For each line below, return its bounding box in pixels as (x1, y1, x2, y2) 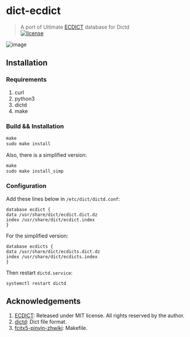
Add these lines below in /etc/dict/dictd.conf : (6, 195, 121, 202)
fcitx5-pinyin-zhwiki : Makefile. (14, 324, 88, 331)
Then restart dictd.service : (6, 269, 73, 276)
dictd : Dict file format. (14, 318, 67, 325)
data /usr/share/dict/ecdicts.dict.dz (6, 249, 100, 255)
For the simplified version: (6, 232, 69, 239)
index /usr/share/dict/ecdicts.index (6, 253, 98, 260)
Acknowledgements (6, 297, 81, 307)
